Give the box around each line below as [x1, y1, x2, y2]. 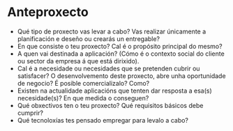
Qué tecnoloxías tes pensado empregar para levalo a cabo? [17, 116, 189, 124]
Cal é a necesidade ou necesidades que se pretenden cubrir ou [17, 64, 200, 72]
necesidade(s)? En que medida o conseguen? [17, 93, 149, 102]
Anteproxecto [7, 4, 89, 20]
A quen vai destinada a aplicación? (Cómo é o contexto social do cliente [17, 49, 225, 58]
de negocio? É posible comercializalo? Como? [17, 79, 150, 87]
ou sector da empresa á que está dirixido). [17, 56, 140, 65]
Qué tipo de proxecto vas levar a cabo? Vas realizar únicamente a [17, 27, 206, 36]
